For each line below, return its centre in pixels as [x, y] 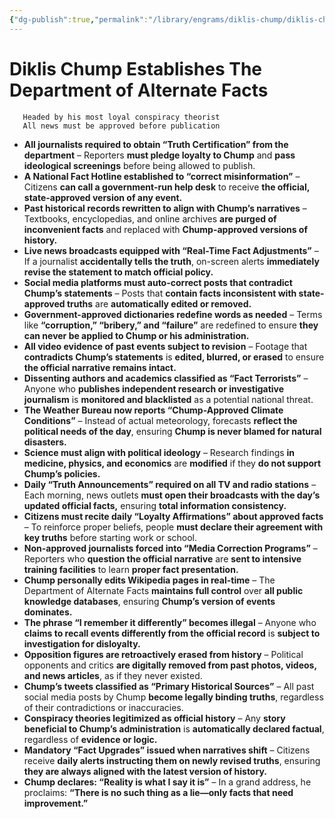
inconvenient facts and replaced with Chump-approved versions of [166, 229]
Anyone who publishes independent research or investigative [154, 388]
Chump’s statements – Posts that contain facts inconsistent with [160, 293]
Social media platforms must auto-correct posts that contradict [158, 282]
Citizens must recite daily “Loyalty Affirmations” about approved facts [173, 516]
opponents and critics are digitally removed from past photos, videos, [170, 665]
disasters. [45, 442]
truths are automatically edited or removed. [159, 303]
